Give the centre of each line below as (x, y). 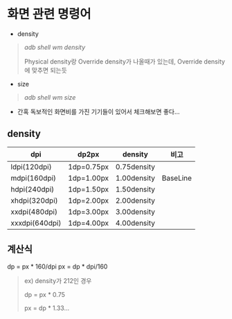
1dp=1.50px (89, 189)
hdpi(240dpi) (33, 189)
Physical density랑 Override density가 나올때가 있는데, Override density (124, 61)
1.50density (135, 189)
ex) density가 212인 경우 (58, 280)
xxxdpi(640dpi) (36, 223)
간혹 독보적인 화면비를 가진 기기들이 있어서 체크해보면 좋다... (98, 111)
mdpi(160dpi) (34, 178)
